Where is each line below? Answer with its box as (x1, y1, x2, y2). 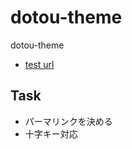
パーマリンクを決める (24, 115, 113, 127)
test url (24, 58, 55, 70)
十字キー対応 (24, 127, 78, 140)
